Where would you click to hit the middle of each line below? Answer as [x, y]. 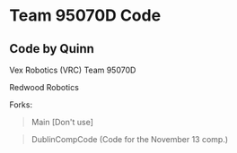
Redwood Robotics [44, 87]
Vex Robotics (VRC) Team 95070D [73, 70]
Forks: [21, 105]
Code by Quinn [52, 49]
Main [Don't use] [62, 122]
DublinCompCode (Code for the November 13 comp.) [130, 139]
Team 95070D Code [85, 16]
